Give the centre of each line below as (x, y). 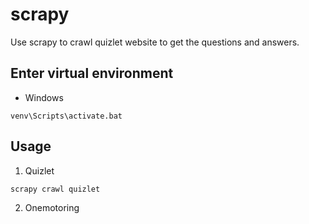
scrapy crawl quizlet (55, 189)
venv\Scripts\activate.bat (66, 116)
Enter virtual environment (92, 73)
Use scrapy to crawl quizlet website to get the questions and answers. (155, 42)
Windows (44, 97)
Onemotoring (52, 207)
